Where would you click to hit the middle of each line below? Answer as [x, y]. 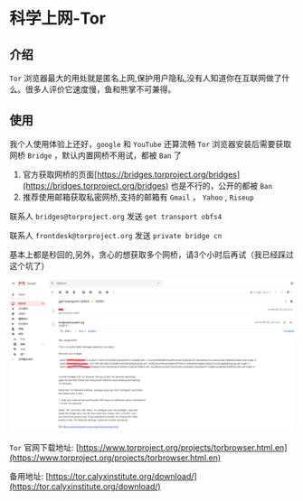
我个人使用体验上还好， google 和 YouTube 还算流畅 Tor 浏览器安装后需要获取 [151, 144]
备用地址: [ [29, 476]
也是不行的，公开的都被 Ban [222, 185]
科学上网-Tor [58, 19]
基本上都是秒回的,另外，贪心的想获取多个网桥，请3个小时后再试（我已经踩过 [151, 255]
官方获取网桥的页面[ [60, 174]
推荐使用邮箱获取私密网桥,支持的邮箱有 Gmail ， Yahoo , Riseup [138, 197]
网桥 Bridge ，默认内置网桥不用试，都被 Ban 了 [96, 155]
